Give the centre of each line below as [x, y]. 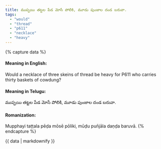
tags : [11, 14]
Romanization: [21, 115]
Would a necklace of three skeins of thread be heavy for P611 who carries [81, 74]
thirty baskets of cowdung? [33, 80]
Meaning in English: [26, 63]
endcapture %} [21, 131]
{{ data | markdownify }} [30, 141]
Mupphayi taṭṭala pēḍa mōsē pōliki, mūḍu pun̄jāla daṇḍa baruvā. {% [75, 126]
